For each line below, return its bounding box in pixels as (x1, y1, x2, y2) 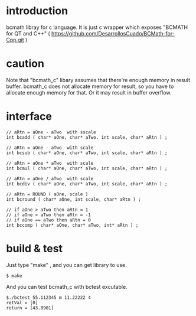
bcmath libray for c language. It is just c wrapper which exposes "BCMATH (6, 24, 188, 31)
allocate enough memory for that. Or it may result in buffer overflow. (6, 89, 172, 96)
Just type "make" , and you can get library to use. (6, 261, 127, 268)
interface (6, 110, 52, 123)
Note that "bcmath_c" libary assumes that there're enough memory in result (6, 76, 191, 83)
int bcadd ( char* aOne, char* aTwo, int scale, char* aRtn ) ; (6, 134, 168, 140)
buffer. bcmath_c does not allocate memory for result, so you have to (6, 83, 174, 90)
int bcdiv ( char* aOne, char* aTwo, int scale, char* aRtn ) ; (6, 181, 168, 187)
